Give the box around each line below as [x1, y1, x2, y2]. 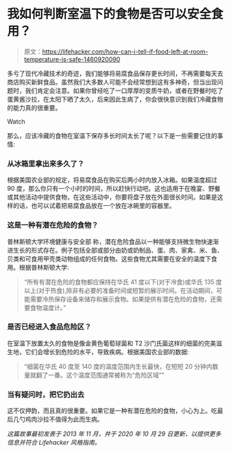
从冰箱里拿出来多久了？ [7, 159, 84, 168]
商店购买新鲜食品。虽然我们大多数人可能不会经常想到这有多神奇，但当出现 [7, 78, 217, 86]
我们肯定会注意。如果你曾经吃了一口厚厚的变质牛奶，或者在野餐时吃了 [25, 86, 223, 95]
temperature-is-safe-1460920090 [23, 55, 121, 63]
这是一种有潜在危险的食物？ [7, 220, 99, 230]
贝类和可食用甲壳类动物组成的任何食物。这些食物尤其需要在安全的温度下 [7, 255, 211, 263]
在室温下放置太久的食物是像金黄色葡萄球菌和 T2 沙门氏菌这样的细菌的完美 [7, 339, 217, 347]
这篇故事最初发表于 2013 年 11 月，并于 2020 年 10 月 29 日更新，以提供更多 [7, 430, 221, 438]
